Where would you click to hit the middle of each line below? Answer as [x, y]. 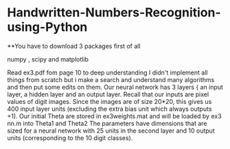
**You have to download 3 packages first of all [74, 46]
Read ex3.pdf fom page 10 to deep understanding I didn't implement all [107, 72]
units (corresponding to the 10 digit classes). [70, 137]
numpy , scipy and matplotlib [48, 59]
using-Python [47, 27]
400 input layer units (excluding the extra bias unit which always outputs [110, 109]
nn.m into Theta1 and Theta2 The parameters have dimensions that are [107, 123]
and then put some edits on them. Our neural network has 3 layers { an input [115, 87]
